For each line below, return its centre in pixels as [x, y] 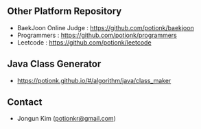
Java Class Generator [54, 64]
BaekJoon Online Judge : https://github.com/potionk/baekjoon [105, 27]
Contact [25, 102]
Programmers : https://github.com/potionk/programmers [97, 35]
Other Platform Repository [64, 11]
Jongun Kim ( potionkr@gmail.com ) [67, 119]
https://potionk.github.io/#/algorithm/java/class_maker [94, 80]
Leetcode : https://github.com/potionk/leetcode [84, 42]
